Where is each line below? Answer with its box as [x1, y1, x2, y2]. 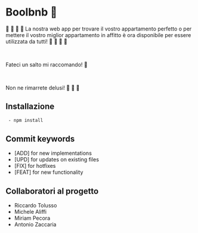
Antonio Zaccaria [14, 221, 57, 228]
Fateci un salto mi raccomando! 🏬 [5, 61, 88, 68]
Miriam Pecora [14, 214, 51, 222]
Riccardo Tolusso [14, 202, 57, 209]
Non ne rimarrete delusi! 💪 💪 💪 [5, 84, 80, 91]
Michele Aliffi [14, 209, 47, 216]
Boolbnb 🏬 [5, 5, 58, 19]
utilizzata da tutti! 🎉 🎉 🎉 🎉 [5, 38, 68, 45]
